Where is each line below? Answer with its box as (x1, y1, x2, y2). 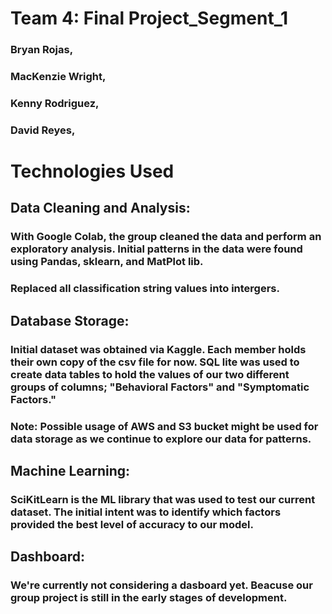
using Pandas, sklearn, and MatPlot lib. (10, 255, 204, 269)
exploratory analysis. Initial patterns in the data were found (10, 242, 303, 256)
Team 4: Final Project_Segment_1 (10, 7, 289, 30)
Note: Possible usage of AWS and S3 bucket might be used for (10, 419, 319, 433)
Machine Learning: (10, 462, 131, 479)
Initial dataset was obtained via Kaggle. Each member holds (10, 342, 307, 356)
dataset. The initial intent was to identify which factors (10, 505, 282, 519)
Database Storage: (10, 312, 130, 329)
